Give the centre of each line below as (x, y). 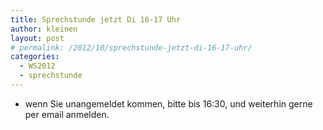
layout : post (37, 38)
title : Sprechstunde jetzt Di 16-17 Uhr (96, 19)
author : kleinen (44, 29)
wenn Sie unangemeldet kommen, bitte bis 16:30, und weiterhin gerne (168, 103)
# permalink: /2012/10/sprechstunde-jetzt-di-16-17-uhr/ (131, 47)
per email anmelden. (67, 114)
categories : (35, 57)
